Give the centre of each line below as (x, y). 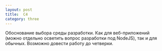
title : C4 (17, 14)
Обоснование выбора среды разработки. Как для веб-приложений (77, 33)
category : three (22, 19)
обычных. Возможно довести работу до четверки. (59, 44)
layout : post (19, 10)
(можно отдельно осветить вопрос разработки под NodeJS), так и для (81, 38)
